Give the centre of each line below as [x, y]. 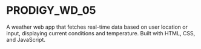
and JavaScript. [26, 39]
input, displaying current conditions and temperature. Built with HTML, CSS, [101, 33]
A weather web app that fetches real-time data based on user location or [97, 27]
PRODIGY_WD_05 [51, 10]
